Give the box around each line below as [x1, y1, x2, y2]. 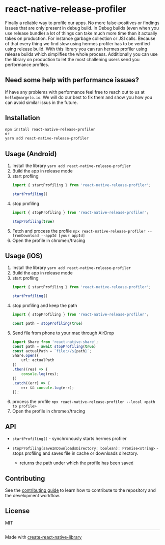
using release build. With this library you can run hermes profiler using [5, 46, 147, 52]
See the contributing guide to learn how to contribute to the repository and [5, 487, 156, 493]
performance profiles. [5, 62, 49, 68]
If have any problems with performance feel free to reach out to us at [5, 89, 145, 95]
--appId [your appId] [41, 233, 85, 238]
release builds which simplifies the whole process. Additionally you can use [5, 51, 158, 57]
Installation [5, 114, 40, 122]
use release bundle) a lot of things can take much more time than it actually [5, 30, 158, 36]
